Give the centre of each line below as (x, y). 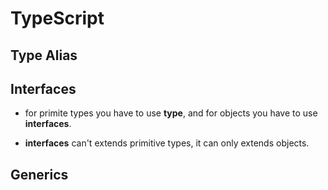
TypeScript (57, 18)
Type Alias (44, 55)
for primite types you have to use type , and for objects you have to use (171, 113)
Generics (39, 174)
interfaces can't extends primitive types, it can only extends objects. (167, 143)
